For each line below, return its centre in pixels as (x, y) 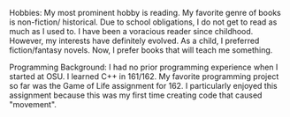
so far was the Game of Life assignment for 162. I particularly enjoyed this (143, 86)
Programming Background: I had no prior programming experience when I (144, 67)
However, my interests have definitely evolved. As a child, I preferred (134, 40)
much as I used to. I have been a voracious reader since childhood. (131, 31)
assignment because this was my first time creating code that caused (136, 95)
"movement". (33, 104)
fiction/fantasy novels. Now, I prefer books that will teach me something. (141, 50)
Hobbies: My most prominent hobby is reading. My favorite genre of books (145, 13)
